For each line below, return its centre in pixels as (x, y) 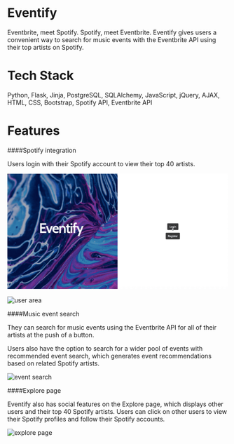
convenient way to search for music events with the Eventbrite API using (112, 39)
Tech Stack (41, 76)
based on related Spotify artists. (54, 363)
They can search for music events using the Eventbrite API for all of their (112, 327)
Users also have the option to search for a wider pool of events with (105, 348)
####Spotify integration (42, 150)
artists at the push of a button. (51, 335)
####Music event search (43, 314)
